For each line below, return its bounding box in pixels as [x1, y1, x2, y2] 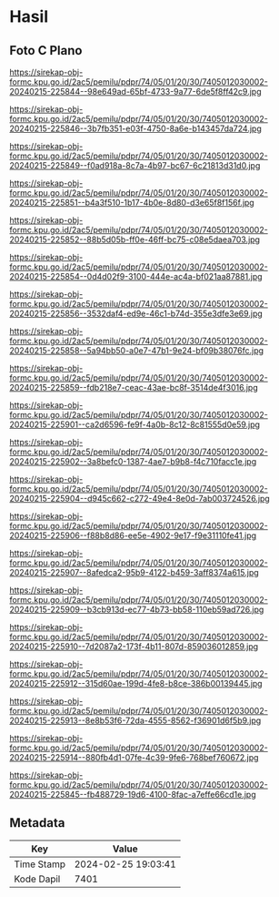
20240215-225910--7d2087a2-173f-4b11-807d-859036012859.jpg [9, 641, 259, 652]
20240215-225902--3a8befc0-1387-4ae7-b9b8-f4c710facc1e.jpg [9, 456, 257, 466]
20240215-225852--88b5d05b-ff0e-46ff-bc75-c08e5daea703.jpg [9, 234, 261, 245]
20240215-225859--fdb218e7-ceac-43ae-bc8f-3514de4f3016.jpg [9, 382, 258, 392]
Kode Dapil [14, 872, 61, 885]
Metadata [9, 815, 65, 831]
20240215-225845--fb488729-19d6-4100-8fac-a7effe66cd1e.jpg [9, 790, 256, 800]
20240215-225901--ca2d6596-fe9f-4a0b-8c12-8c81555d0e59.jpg [9, 419, 261, 430]
